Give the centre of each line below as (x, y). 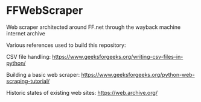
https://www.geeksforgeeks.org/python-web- (138, 74)
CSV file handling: (29, 56)
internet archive (26, 33)
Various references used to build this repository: (66, 45)
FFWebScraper (45, 10)
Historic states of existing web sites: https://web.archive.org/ (82, 92)
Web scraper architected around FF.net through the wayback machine (94, 27)
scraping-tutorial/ (28, 81)
